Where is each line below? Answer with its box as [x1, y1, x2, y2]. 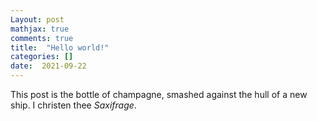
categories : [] [10, 52, 74, 62]
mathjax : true [10, 24, 70, 34]
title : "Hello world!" [10, 42, 110, 53]
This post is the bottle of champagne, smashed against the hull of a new [10, 89, 308, 100]
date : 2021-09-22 [10, 61, 87, 71]
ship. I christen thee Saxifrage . [10, 99, 137, 111]
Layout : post [10, 14, 65, 25]
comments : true [10, 33, 74, 43]
